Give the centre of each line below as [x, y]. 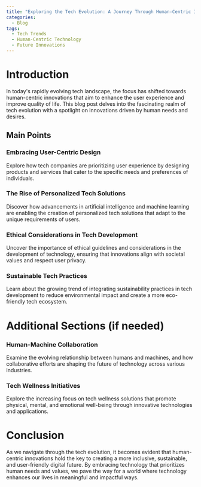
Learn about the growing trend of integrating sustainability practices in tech [99, 289]
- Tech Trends [29, 34]
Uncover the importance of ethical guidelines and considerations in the [94, 248]
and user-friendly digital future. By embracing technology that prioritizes [95, 465]
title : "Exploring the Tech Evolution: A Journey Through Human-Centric [99, 12]
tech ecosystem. [47, 302]
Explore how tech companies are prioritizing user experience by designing [98, 166]
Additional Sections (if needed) [85, 326]
